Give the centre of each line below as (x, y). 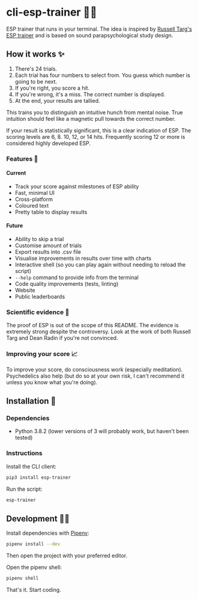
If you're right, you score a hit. (52, 88)
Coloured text (32, 205)
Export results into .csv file (48, 252)
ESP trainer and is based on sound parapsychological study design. (90, 35)
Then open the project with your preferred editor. (67, 556)
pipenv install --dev (33, 544)
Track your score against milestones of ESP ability (77, 186)
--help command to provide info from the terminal (77, 278)
